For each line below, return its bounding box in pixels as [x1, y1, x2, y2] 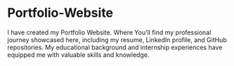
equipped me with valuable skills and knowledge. [7, 51, 150, 59]
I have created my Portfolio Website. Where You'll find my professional [7, 28, 212, 37]
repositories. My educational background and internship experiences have [7, 43, 223, 51]
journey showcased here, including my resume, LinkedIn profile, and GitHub [7, 35, 227, 44]
